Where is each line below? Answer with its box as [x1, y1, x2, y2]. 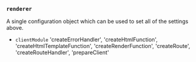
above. [6, 24, 24, 32]
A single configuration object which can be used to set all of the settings [6, 18, 189, 25]
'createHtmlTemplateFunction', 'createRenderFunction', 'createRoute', [15, 43, 191, 50]
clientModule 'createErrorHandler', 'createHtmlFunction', [15, 36, 158, 43]
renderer [6, 5, 32, 12]
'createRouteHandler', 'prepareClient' [15, 49, 109, 57]
